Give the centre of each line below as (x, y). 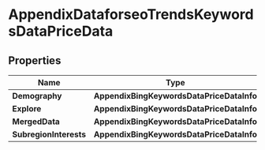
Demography (37, 96)
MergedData (36, 122)
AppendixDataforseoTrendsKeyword (131, 15)
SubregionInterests (49, 134)
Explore (27, 109)
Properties (35, 60)
